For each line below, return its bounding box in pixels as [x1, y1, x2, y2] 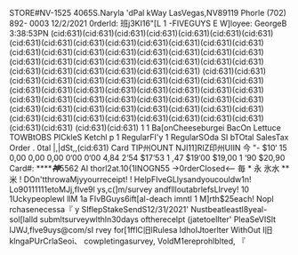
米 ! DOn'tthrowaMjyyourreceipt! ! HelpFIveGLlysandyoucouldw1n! [9, 174, 252, 185]
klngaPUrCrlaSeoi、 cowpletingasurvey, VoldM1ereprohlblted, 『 [9, 235, 246, 246]
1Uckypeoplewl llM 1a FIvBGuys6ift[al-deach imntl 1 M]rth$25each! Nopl [9, 194, 274, 203]
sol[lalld [9, 214, 38, 225]
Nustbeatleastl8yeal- [190, 204, 268, 214]
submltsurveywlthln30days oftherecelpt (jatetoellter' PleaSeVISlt [39, 214, 277, 225]
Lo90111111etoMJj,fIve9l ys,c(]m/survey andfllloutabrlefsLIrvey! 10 [9, 184, 250, 195]
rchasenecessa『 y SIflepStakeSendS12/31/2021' [9, 204, 189, 214]
